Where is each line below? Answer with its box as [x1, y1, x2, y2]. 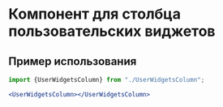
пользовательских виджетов [8, 22, 217, 41]
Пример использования [8, 54, 137, 68]
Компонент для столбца [8, 5, 181, 24]
